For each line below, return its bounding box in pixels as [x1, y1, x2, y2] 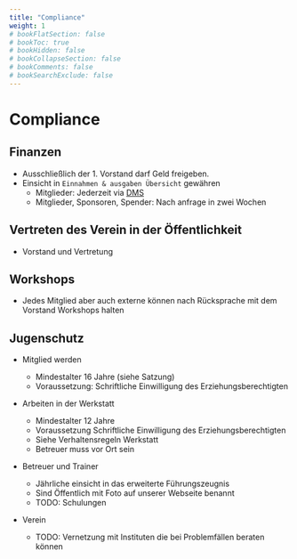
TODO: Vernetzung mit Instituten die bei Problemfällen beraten [35, 531, 265, 543]
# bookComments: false [9, 63, 93, 72]
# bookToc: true [9, 37, 69, 47]
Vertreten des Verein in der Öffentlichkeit [9, 223, 243, 238]
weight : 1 [9, 21, 46, 30]
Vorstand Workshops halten [21, 304, 124, 316]
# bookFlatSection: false [9, 29, 105, 38]
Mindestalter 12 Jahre [35, 416, 116, 426]
